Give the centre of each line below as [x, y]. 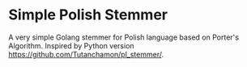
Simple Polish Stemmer [88, 15]
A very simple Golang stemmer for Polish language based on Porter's [123, 37]
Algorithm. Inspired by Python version [72, 45]
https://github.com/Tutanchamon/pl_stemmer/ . [86, 54]
